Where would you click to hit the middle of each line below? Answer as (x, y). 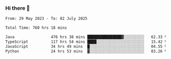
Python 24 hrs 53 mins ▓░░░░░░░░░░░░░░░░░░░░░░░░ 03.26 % (86, 51)
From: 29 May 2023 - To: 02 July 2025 (46, 19)
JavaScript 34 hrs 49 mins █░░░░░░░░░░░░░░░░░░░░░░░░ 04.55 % (86, 46)
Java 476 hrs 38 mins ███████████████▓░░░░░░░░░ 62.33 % (86, 37)
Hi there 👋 (18, 8)
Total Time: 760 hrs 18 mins (36, 28)
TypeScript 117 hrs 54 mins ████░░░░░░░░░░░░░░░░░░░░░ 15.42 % (86, 42)
